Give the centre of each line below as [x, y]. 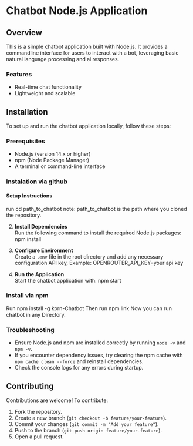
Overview [24, 33]
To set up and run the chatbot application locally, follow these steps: [89, 126]
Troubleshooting [30, 330]
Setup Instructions [29, 196]
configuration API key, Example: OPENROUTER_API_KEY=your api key [99, 263]
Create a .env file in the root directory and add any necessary [89, 256]
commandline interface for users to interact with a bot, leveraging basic [92, 53]
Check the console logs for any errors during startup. [79, 368]
